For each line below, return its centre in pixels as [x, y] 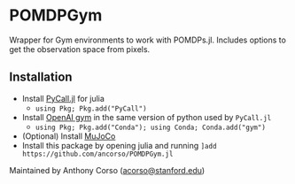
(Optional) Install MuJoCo [69, 136]
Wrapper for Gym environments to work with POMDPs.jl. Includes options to [147, 40]
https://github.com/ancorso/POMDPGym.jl [97, 154]
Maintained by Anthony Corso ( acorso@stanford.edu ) [107, 170]
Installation [41, 77]
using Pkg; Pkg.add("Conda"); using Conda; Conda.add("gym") [150, 127]
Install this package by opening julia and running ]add [119, 145]
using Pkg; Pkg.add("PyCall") [91, 108]
